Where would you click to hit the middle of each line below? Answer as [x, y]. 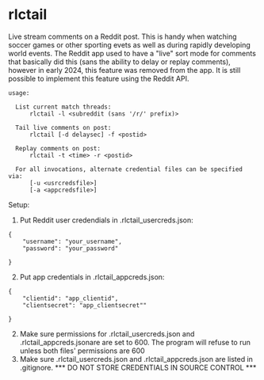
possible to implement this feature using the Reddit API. [99, 78]
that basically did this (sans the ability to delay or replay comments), [120, 62]
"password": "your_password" [71, 248]
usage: [19, 93]
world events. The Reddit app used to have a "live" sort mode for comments [132, 53]
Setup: [19, 204]
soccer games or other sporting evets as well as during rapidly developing [130, 44]
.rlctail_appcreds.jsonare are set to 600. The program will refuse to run [135, 342]
